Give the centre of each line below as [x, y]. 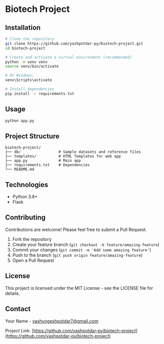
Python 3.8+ [25, 197]
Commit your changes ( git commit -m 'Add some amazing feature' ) [82, 249]
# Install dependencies [30, 89]
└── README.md [20, 170]
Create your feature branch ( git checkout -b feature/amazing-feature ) [86, 244]
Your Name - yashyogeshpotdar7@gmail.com [52, 321]
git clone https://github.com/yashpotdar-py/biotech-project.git [74, 43]
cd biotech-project [25, 48]
